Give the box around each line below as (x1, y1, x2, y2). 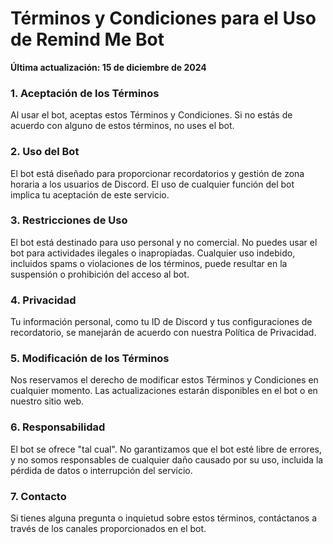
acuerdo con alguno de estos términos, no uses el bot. (10, 120, 235, 132)
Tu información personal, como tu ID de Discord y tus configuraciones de (10, 316, 313, 328)
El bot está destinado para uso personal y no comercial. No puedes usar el (10, 236, 318, 248)
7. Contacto (10, 489, 67, 503)
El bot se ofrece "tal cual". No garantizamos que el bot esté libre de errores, (10, 443, 322, 455)
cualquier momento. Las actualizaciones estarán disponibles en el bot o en (10, 385, 318, 397)
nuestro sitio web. (10, 395, 85, 407)
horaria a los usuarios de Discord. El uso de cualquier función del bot (10, 178, 295, 190)
